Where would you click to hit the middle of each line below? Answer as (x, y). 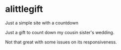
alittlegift (24, 9)
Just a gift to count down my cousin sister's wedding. (60, 32)
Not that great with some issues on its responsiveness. (61, 42)
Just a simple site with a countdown (42, 23)
